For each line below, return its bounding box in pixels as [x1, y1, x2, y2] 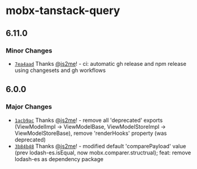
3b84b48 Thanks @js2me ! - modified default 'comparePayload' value [14, 142, 187, 149]
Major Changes [5, 102, 52, 111]
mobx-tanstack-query [5, 4, 120, 18]
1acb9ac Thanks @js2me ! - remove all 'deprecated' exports [14, 117, 163, 124]
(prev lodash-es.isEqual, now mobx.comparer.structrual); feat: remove [14, 149, 192, 156]
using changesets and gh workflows [14, 67, 106, 74]
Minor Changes [5, 46, 52, 55]
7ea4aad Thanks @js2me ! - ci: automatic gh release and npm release [14, 60, 187, 67]
